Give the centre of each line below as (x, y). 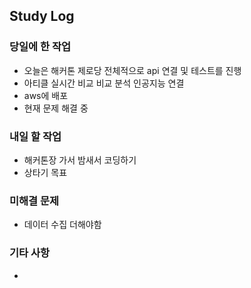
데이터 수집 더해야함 (62, 225)
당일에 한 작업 (40, 47)
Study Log (42, 16)
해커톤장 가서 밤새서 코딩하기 (80, 160)
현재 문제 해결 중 (56, 108)
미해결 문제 (34, 201)
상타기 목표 (45, 172)
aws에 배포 (46, 95)
